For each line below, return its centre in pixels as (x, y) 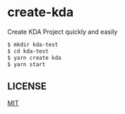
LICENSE (27, 86)
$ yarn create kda (34, 58)
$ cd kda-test (28, 51)
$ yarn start (26, 64)
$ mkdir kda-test (33, 44)
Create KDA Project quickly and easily (63, 32)
